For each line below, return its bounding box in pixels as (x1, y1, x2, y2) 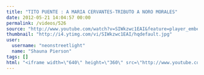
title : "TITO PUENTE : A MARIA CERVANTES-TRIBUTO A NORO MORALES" (6, 8, 178, 15)
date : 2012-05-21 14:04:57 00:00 (6, 15, 91, 21)
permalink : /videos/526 (6, 20, 67, 26)
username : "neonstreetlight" (12, 43, 86, 49)
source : (6, 25, 26, 32)
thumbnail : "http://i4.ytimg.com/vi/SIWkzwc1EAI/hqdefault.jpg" (6, 31, 172, 37)
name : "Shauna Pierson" (12, 48, 72, 54)
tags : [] (6, 54, 29, 60)
